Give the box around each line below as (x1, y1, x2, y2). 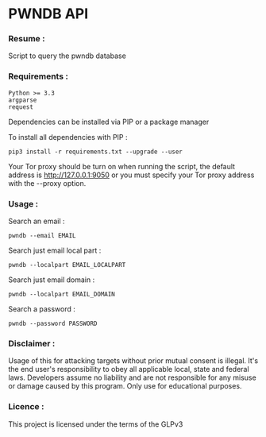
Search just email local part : (8, 246, 102, 255)
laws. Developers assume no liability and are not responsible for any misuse (8, 373, 256, 382)
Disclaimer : (8, 338, 56, 349)
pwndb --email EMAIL (8, 232, 77, 240)
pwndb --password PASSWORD (8, 319, 98, 328)
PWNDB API (8, 5, 89, 23)
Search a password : (8, 304, 75, 314)
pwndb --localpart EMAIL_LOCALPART (8, 261, 126, 269)
